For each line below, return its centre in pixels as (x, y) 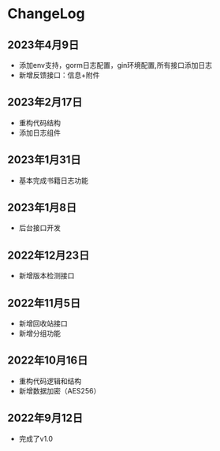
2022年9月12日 (45, 418)
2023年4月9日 (43, 45)
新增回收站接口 (43, 323)
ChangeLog (46, 14)
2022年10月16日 (48, 361)
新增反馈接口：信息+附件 (59, 75)
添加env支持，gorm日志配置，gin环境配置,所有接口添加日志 (115, 65)
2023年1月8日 (42, 208)
